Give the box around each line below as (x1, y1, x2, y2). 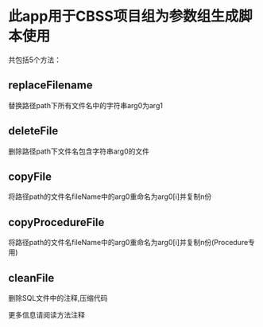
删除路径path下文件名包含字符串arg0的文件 (8, 146, 149, 156)
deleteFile (8, 124, 59, 138)
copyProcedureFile (8, 216, 105, 229)
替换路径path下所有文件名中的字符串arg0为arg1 (8, 100, 163, 110)
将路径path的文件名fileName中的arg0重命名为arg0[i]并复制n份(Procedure (8, 238, 249, 247)
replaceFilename (8, 79, 93, 92)
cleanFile (8, 271, 55, 285)
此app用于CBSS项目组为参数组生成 (8, 7, 239, 25)
